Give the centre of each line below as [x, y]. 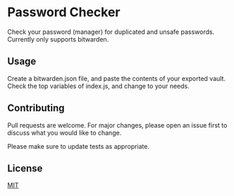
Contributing [36, 108]
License [25, 168]
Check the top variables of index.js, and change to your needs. [98, 86]
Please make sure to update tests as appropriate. [79, 146]
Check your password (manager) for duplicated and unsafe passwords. [111, 32]
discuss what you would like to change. [64, 133]
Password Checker [64, 12]
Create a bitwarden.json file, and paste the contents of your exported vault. [117, 78]
